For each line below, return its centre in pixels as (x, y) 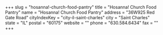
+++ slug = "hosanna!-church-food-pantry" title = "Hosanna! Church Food (81, 7)
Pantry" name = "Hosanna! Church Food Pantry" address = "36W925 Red (80, 12)
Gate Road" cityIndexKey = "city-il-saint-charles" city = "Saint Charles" (78, 17)
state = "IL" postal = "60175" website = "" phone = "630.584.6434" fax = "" (82, 23)
